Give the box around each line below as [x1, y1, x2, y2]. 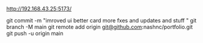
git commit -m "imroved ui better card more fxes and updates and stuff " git [6, 17, 197, 24]
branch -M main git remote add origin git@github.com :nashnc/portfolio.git [6, 24, 193, 30]
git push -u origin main [6, 30, 64, 37]
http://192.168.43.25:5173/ [6, 5, 72, 12]
